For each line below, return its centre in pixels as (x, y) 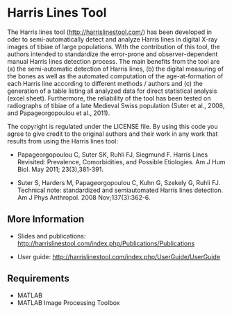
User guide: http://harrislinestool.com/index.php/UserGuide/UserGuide (119, 256)
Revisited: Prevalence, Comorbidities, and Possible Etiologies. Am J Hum (121, 162)
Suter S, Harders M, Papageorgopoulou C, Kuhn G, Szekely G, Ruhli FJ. (119, 182)
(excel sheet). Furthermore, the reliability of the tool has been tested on (109, 98)
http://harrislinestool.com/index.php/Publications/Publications (106, 243)
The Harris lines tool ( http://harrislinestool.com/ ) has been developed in (109, 32)
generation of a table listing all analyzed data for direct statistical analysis (112, 91)
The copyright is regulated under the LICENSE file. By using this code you (113, 126)
